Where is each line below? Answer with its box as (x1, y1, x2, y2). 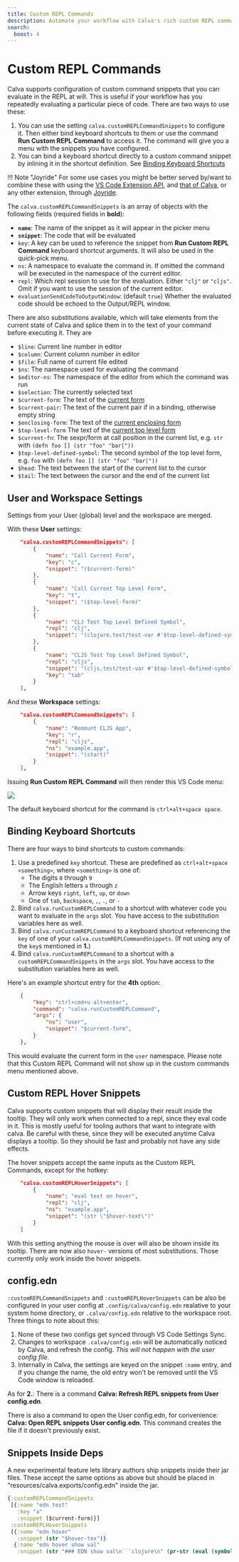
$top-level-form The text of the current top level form (17, 426, 176, 434)
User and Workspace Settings (7, 492, 143, 504)
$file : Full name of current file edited (17, 358, 128, 366)
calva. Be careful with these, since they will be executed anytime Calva (7, 1129, 216, 1138)
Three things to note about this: (7, 1316, 100, 1325)
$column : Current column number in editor (17, 350, 140, 359)
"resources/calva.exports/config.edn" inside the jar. (7, 1481, 159, 1490)
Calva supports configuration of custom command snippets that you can (7, 85, 221, 94)
